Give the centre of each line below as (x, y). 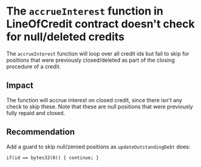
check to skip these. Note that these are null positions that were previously (100, 106)
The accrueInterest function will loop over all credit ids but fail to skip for (98, 53)
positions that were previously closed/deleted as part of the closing (90, 60)
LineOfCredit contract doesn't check (101, 24)
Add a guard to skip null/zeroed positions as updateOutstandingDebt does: (98, 146)
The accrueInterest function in (85, 11)
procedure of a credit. (34, 66)
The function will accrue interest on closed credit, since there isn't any (94, 100)
